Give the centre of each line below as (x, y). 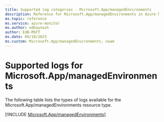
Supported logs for (44, 65)
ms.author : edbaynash (27, 28)
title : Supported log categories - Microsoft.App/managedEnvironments (78, 10)
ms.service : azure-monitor (32, 23)
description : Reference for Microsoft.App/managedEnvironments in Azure (81, 14)
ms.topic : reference (26, 19)
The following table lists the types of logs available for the (63, 100)
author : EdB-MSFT (23, 32)
